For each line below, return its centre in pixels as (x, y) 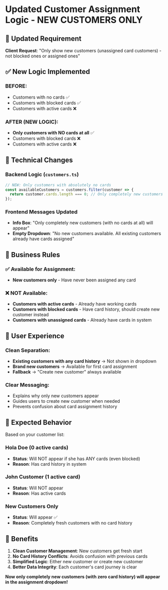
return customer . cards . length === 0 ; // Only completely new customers (87, 194)
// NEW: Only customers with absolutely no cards (58, 185)
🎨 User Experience (35, 336)
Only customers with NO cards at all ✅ (53, 132)
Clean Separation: (28, 350)
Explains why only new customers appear (56, 396)
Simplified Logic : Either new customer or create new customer (78, 561)
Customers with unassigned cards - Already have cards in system (82, 320)
